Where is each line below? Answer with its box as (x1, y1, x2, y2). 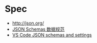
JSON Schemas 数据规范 (12, 26, 65, 32)
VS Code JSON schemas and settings (12, 32, 92, 38)
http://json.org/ (12, 20, 44, 26)
